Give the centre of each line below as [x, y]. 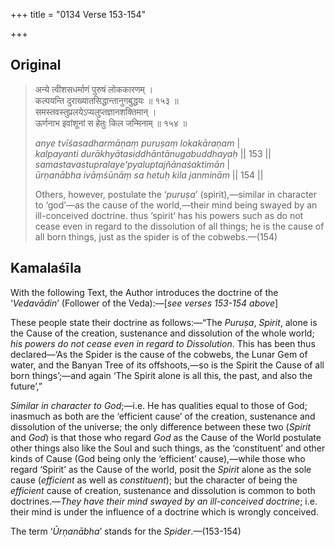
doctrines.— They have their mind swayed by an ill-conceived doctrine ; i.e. [164, 501]
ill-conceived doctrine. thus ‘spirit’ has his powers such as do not [169, 215]
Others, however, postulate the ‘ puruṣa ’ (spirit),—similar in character [176, 194]
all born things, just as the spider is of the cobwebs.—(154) [156, 236]
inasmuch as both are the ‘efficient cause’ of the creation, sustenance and [163, 416]
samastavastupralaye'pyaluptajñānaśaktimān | [132, 164]
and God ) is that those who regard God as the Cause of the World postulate [166, 437]
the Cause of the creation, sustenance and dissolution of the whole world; [162, 333]
